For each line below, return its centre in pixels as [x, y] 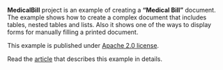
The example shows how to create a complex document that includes [107, 17]
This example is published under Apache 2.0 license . [83, 45]
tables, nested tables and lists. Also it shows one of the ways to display [109, 25]
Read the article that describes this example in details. [85, 59]
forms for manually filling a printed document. [73, 32]
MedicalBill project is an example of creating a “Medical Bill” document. [111, 10]
